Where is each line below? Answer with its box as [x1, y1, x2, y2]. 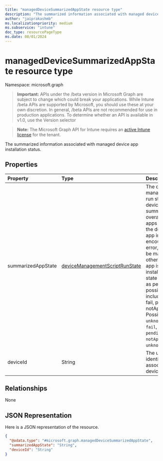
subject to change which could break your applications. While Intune [16, 96, 154, 102]
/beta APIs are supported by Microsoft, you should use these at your [16, 101, 154, 107]
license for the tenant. [16, 132, 61, 137]
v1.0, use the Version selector [16, 117, 76, 123]
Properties [5, 160, 38, 169]
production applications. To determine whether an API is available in [16, 112, 153, 117]
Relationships [5, 384, 48, 393]
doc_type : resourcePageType [5, 30, 62, 35]
